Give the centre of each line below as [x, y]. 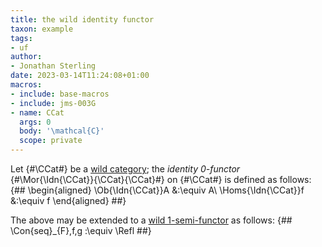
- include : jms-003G [53, 103]
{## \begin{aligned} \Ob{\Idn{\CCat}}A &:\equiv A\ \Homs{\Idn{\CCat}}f [157, 190]
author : [26, 57]
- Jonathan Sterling [53, 66]
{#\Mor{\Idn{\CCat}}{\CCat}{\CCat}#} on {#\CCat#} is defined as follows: [161, 179]
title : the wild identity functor [82, 19]
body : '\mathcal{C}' [62, 131]
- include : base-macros [60, 94]
